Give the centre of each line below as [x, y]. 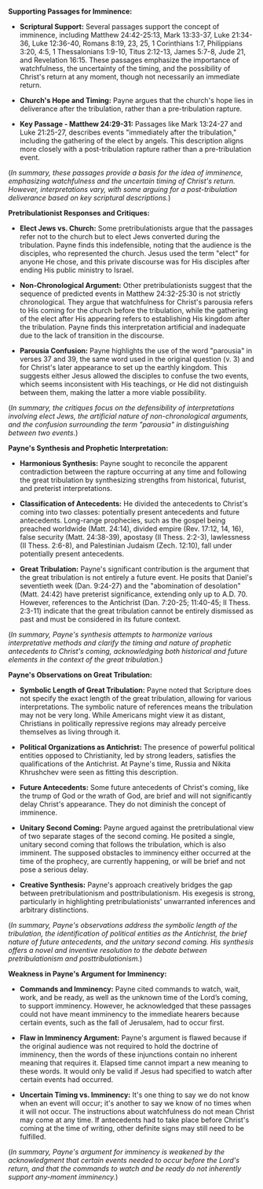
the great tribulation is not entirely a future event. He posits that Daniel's [136, 577]
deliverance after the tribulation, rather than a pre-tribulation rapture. [131, 109]
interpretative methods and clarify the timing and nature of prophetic [120, 643]
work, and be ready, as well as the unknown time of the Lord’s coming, [134, 997]
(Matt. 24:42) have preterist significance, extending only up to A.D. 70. [133, 594]
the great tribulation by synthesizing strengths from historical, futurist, [133, 480]
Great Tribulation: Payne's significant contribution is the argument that [134, 569]
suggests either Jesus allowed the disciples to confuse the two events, [134, 376]
